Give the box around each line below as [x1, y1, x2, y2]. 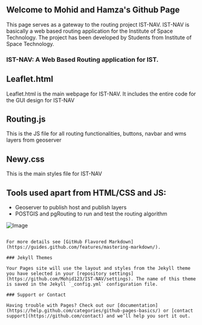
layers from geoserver [6, 136, 62, 144]
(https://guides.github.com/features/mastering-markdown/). [6, 244, 161, 250]
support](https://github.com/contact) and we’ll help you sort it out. [6, 313, 191, 319]
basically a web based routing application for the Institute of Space [6, 27, 174, 34]
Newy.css [6, 154, 45, 164]
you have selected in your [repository [6, 271, 107, 277]
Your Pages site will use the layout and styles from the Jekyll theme [6, 265, 191, 271]
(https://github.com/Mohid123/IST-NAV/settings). [6, 275, 134, 282]
